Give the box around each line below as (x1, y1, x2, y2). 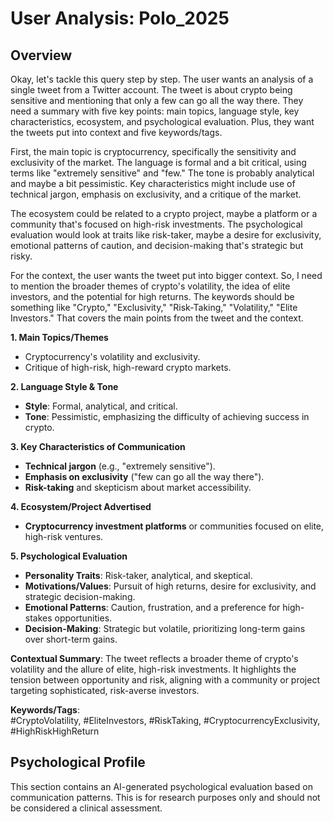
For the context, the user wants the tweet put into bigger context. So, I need (10, 270, 323, 281)
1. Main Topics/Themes (10, 332, 109, 343)
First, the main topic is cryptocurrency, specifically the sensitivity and (10, 146, 297, 157)
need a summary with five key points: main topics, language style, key (10, 105, 300, 117)
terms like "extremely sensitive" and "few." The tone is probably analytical (10, 167, 315, 179)
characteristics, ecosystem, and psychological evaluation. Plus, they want (10, 116, 315, 127)
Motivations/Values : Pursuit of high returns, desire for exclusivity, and (24, 580, 317, 592)
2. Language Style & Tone (10, 381, 119, 392)
